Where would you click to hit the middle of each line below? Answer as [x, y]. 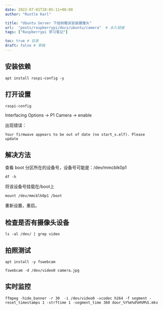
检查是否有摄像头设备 [37, 223]
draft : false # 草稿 [25, 46]
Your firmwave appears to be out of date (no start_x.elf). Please [75, 134]
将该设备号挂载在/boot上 [30, 187]
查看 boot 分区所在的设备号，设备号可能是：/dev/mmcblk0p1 [66, 167]
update [12, 139]
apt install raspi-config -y [35, 78]
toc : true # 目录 [22, 41]
